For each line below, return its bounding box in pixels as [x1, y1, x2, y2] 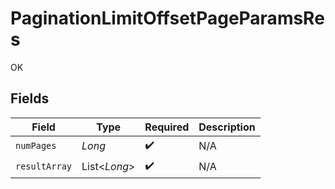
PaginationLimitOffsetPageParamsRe [10, 7, 325, 30]
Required [144, 120, 190, 134]
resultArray [15, 161, 73, 172]
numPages [15, 140, 57, 152]
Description [198, 120, 256, 134]
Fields [10, 90, 50, 107]
